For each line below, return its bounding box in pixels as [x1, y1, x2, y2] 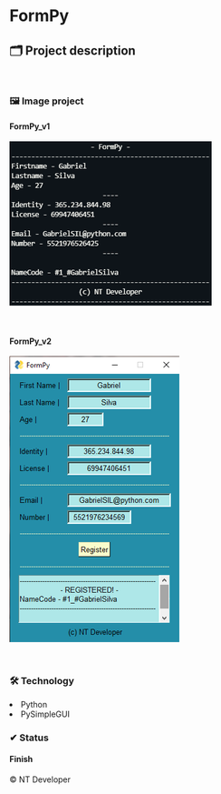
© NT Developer [9, 774, 71, 785]
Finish [9, 754, 34, 765]
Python [21, 699, 48, 709]
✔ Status [9, 731, 50, 744]
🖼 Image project [9, 95, 84, 107]
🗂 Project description [9, 43, 136, 58]
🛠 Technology [9, 675, 75, 688]
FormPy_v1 [9, 120, 51, 132]
